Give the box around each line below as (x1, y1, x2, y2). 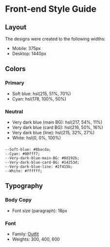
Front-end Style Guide (5, 3, 96, 15)
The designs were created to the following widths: (5, 36, 106, 42)
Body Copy (5, 197, 32, 203)
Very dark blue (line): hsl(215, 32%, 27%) (12, 129, 95, 135)
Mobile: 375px (12, 46, 41, 51)
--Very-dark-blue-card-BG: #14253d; (5, 160, 79, 165)
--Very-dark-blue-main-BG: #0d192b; (5, 155, 79, 160)
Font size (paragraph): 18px (12, 207, 67, 214)
